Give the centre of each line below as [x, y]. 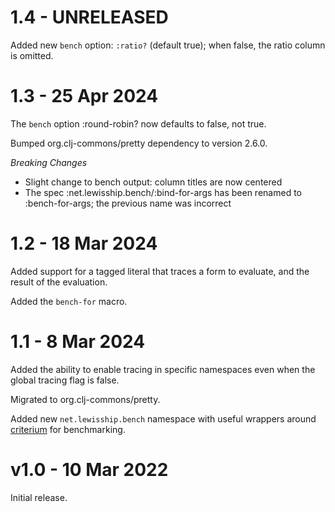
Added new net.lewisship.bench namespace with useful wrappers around [163, 418]
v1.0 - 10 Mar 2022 [89, 469]
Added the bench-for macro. [69, 301]
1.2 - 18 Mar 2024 [84, 243]
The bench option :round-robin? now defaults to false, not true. [138, 123]
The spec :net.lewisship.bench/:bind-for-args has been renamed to [163, 192]
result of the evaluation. [59, 282]
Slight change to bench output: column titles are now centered [153, 182]
